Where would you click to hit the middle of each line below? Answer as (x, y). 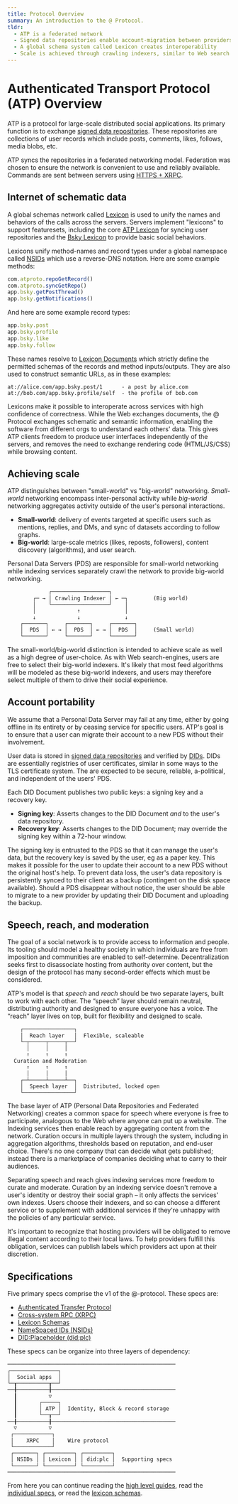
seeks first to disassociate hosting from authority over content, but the (110, 965)
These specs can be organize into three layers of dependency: (99, 1351)
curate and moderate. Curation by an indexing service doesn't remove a (112, 1188)
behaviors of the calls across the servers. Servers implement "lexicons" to (116, 222)
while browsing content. (42, 451)
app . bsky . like (28, 338)
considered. (25, 980)
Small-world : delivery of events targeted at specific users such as (114, 520)
